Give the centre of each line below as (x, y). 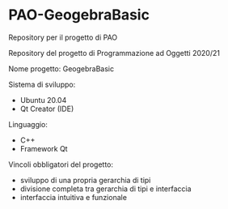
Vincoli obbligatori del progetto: (61, 164)
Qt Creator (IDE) (47, 109)
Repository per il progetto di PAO (63, 37)
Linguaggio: (28, 124)
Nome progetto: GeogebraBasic (61, 68)
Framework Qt (44, 148)
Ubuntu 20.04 (43, 100)
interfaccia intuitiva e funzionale (74, 197)
